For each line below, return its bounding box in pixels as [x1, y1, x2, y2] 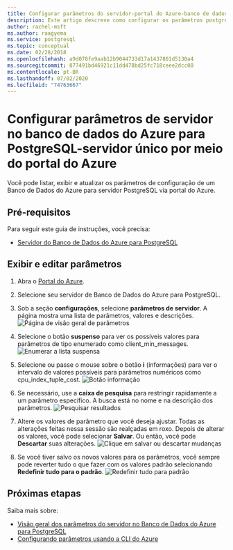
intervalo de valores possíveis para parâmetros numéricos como [17, 368, 201, 376]
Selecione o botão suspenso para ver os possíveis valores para [17, 332, 200, 340]
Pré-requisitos [7, 206, 71, 218]
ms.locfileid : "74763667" [7, 81, 82, 88]
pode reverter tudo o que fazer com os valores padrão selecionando [17, 460, 213, 469]
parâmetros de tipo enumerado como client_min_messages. [17, 339, 189, 348]
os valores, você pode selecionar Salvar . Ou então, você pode [17, 432, 196, 440]
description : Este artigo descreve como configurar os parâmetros [7, 17, 203, 24]
